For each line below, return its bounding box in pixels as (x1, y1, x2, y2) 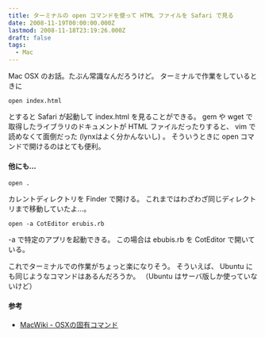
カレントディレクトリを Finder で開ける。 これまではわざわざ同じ (8, 194, 222, 204)
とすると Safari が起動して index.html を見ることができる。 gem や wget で (8, 112, 253, 121)
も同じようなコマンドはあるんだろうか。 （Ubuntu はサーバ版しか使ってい (8, 271, 252, 281)
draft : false (8, 33, 52, 42)
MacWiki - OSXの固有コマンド (19, 320, 119, 330)
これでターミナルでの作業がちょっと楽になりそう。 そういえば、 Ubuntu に (8, 262, 253, 271)
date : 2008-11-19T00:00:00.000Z (8, 19, 115, 27)
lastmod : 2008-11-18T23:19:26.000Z (8, 26, 126, 34)
